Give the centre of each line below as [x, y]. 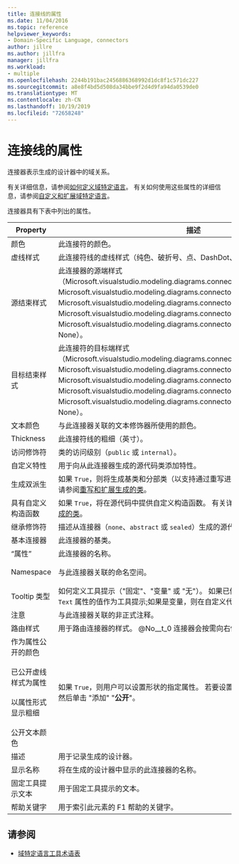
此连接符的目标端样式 [94, 348]
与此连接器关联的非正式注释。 [108, 615]
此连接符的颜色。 [87, 244]
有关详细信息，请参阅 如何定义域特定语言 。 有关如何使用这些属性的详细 [111, 186]
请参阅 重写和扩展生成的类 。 [105, 490]
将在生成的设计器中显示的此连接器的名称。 [129, 769]
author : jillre [30, 47]
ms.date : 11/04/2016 [38, 21]
